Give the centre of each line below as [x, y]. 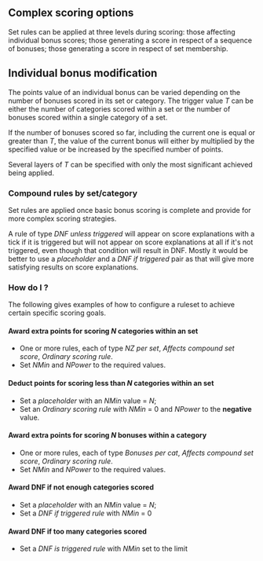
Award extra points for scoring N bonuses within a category [108, 435]
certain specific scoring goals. [57, 313]
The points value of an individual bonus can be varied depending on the [124, 92]
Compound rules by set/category [73, 193]
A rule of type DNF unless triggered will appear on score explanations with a [131, 233]
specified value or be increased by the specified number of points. [116, 149]
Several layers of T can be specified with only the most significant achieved [130, 164]
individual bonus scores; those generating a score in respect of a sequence [130, 40]
